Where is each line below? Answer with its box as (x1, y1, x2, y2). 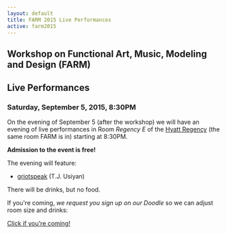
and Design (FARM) (7, 59, 91, 70)
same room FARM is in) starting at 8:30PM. (7, 133, 128, 141)
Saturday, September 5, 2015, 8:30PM (7, 103, 137, 112)
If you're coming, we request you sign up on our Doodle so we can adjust (7, 199, 213, 207)
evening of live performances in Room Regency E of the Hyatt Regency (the (7, 125, 220, 133)
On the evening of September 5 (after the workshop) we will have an (7, 118, 200, 127)
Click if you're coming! (7, 220, 70, 228)
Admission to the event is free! (7, 146, 96, 154)
